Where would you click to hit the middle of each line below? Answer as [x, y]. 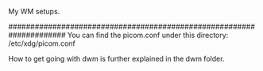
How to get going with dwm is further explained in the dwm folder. [116, 59]
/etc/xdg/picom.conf [42, 43]
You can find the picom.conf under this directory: [148, 35]
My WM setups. [34, 11]
